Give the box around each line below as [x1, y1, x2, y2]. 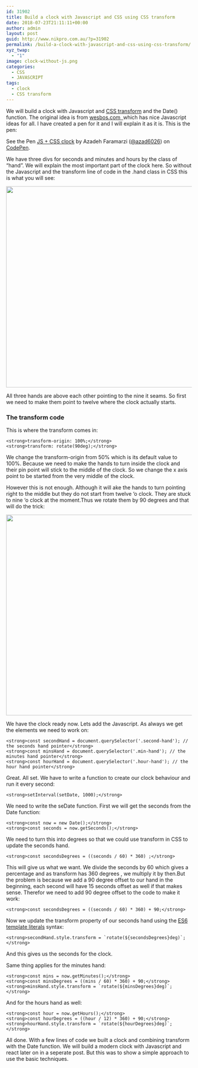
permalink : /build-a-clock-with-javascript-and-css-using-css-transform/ [6, 42, 192, 48]
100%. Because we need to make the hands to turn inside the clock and [6, 460, 180, 467]
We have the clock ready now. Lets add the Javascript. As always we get [6, 720, 183, 728]
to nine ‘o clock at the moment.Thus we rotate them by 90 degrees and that [6, 496, 189, 504]
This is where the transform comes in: [6, 427, 98, 434]
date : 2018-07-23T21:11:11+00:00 [6, 20, 88, 25]
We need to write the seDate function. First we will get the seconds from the [6, 802, 192, 809]
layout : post [6, 31, 38, 37]
